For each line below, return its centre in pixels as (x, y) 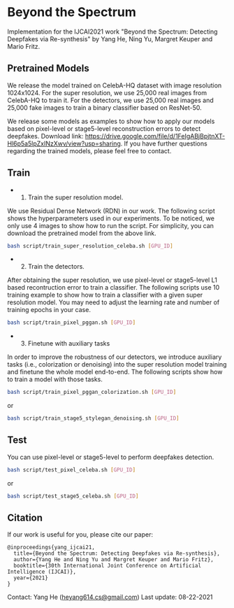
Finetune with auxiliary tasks (69, 344)
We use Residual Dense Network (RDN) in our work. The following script (111, 211)
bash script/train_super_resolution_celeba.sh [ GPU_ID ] (90, 246)
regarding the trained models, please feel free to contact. (89, 150)
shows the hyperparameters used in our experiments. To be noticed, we (111, 218)
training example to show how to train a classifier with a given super (105, 295)
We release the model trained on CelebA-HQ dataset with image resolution (115, 85)
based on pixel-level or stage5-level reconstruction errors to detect (104, 128)
